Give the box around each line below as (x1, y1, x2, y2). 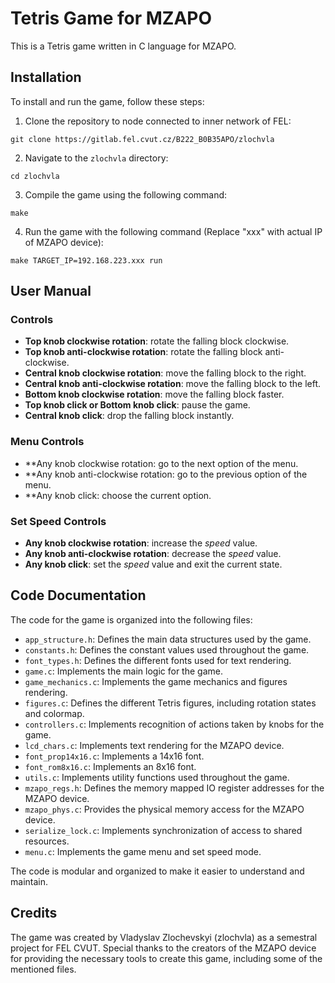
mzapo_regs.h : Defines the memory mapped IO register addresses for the (24, 782, 325, 794)
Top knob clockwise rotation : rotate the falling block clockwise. (24, 335, 290, 347)
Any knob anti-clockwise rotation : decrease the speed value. (24, 548, 282, 560)
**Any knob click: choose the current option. (24, 489, 212, 501)
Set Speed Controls (10, 514, 107, 528)
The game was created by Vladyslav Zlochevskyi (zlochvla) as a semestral (10, 931, 318, 943)
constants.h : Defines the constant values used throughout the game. (24, 643, 310, 656)
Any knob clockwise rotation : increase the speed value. (24, 537, 258, 549)
